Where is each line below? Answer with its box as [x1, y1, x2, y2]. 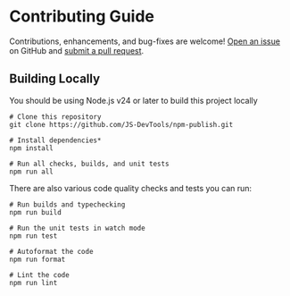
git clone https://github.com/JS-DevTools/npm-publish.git [9, 120, 234, 129]
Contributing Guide [9, 6, 154, 27]
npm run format [9, 255, 66, 264]
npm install [9, 143, 54, 153]
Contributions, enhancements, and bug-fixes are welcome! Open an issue [9, 36, 281, 47]
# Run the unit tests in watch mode [9, 224, 145, 233]
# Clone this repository [9, 112, 102, 122]
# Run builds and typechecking [9, 199, 126, 209]
